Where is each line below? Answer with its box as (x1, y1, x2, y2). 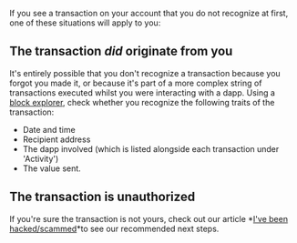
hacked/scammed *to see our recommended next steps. (9, 223, 220, 234)
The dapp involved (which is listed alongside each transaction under (22, 143, 280, 154)
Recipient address (22, 134, 91, 145)
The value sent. (22, 163, 82, 174)
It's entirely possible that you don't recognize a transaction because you (9, 67, 281, 78)
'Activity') (22, 153, 59, 164)
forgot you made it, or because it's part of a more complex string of (9, 77, 262, 88)
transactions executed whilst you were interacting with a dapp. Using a (9, 86, 276, 98)
